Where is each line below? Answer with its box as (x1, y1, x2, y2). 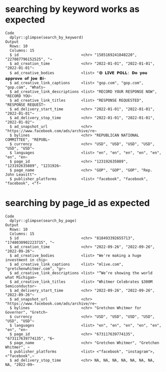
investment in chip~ (5, 257, 48, 262)
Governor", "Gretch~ (5, 310, 48, 315)
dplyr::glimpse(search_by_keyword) (9, 35, 84, 40)
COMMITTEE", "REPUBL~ (5, 137, 50, 142)
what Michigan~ (5, 275, 37, 280)
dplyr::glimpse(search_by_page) (9, 218, 77, 223)
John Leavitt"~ (5, 172, 37, 177)
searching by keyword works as (5, 3, 140, 15)
